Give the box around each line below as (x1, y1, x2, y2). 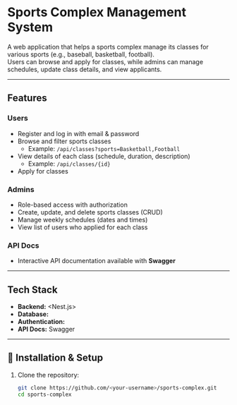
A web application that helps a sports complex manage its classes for (7, 42, 209, 51)
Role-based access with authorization (17, 200, 128, 209)
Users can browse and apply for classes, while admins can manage (7, 57, 203, 66)
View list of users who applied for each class (17, 223, 148, 231)
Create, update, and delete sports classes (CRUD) (17, 207, 164, 216)
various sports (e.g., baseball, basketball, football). (7, 50, 155, 59)
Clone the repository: (17, 370, 80, 379)
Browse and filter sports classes (17, 137, 111, 145)
